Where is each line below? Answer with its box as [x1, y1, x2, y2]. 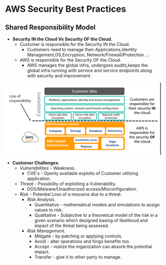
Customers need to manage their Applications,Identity [27, 47, 137, 52]
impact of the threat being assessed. [34, 223, 110, 229]
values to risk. [34, 207, 63, 213]
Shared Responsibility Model [5, 23, 96, 32]
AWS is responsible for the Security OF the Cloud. [19, 57, 122, 63]
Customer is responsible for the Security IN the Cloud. [19, 41, 130, 47]
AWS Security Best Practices [5, 3, 126, 15]
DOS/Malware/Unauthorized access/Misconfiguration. [27, 186, 137, 192]
